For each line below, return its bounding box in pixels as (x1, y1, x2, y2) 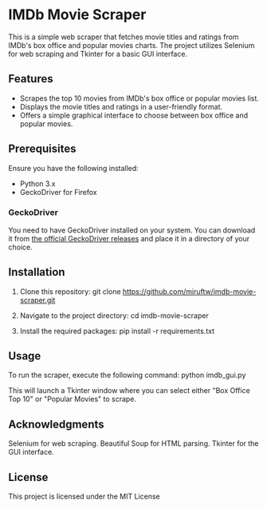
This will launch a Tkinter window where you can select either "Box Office (8, 386, 251, 396)
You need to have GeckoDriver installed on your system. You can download (8, 225, 256, 235)
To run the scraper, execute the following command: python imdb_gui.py (8, 370, 246, 380)
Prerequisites (8, 142, 77, 156)
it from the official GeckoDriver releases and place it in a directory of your (8, 233, 249, 243)
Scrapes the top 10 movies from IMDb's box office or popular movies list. (19, 93, 259, 103)
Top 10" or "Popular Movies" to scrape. (8, 394, 137, 404)
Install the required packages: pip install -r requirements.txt (19, 326, 215, 336)
